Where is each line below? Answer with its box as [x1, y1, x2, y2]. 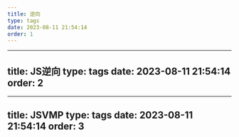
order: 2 [7, 76, 44, 89]
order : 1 [7, 30, 33, 38]
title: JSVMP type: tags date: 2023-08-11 [7, 109, 193, 121]
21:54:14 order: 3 [7, 121, 85, 133]
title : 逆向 [7, 10, 41, 18]
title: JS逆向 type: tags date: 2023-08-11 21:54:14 [7, 65, 231, 77]
